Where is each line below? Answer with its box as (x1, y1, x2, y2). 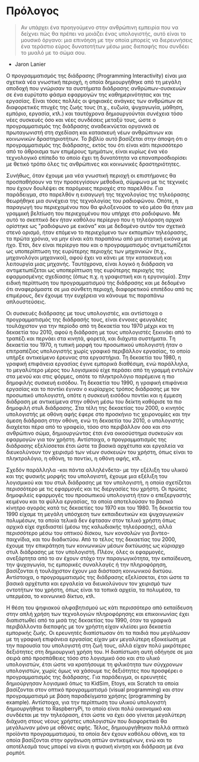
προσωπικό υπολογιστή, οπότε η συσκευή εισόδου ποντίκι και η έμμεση (6, 391, 182, 399)
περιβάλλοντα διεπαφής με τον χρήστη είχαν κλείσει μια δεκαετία (6, 622, 171, 630)
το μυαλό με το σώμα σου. (20, 49, 86, 56)
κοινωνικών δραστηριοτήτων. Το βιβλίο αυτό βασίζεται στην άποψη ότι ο (6, 135, 188, 142)
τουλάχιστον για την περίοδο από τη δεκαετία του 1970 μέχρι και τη (6, 322, 174, 329)
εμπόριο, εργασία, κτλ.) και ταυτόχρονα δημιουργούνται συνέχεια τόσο (6, 110, 183, 117)
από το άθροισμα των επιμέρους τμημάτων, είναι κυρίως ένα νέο (6, 147, 168, 155)
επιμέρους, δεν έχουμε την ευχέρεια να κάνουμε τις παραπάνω (6, 292, 165, 299)
